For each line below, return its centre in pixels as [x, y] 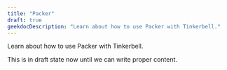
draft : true [25, 20]
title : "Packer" [31, 14]
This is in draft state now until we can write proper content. [92, 60]
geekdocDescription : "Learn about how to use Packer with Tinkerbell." [114, 26]
